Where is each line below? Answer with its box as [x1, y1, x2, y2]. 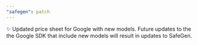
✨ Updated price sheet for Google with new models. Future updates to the [6, 25, 192, 32]
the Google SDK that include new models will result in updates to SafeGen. [6, 32, 193, 39]
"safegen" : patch [6, 8, 50, 15]
